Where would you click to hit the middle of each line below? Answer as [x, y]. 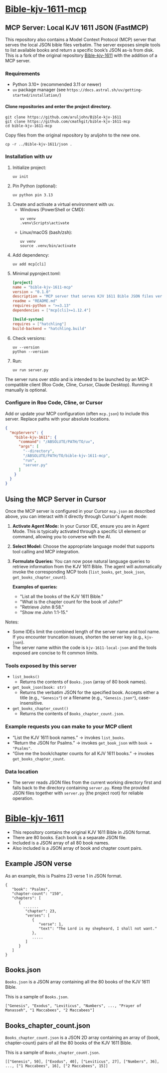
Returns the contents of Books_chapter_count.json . [72, 714]
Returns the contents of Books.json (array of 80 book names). [83, 682]
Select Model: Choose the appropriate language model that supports [83, 546]
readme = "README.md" [35, 301]
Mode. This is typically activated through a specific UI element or [79, 531]
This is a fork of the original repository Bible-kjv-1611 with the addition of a [81, 55]
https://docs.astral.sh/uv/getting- [105, 90]
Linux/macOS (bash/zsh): [46, 232]
